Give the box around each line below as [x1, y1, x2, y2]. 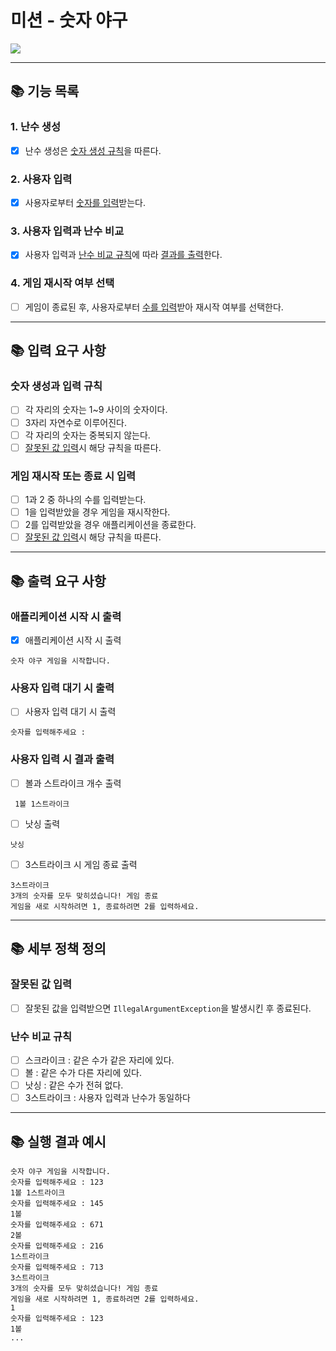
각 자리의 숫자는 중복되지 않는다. [24, 429, 151, 441]
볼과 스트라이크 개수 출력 [24, 777, 122, 789]
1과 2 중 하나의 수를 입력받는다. [24, 494, 147, 505]
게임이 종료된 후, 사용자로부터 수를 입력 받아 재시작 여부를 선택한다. [24, 301, 284, 313]
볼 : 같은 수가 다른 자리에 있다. [24, 1066, 143, 1078]
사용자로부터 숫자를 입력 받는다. [24, 196, 147, 208]
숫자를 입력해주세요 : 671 [10, 1219, 104, 1230]
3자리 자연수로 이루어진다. [24, 416, 128, 428]
